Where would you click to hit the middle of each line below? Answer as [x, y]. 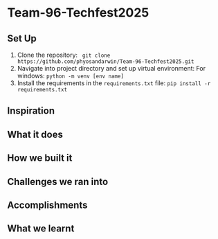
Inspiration [31, 111]
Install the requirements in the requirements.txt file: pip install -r [114, 83]
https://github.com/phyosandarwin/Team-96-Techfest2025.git [106, 62]
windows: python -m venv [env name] [71, 76]
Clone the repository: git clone [64, 55]
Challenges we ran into [58, 182]
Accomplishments [47, 205]
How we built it [40, 158]
